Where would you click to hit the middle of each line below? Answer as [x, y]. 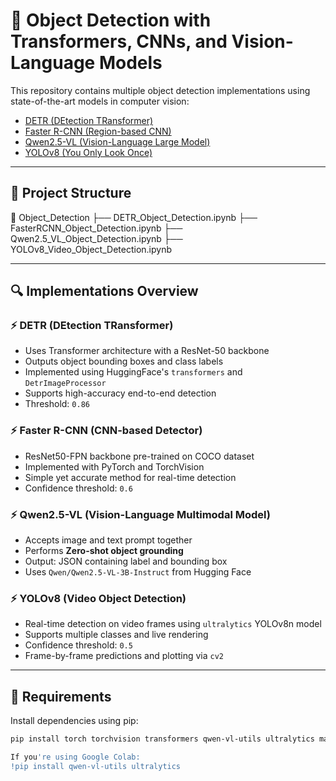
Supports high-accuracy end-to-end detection [120, 393]
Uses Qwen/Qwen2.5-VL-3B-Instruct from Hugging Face [138, 572]
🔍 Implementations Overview [104, 291]
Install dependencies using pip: [74, 721]
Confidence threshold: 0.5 [78, 645]
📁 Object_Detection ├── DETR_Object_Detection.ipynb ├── [134, 217]
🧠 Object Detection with [111, 20]
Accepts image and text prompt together [108, 540]
